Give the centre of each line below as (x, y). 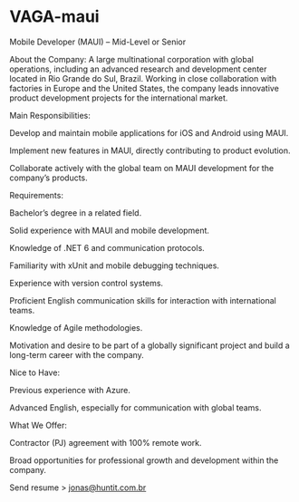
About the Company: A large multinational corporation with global (131, 59)
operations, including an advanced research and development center (138, 69)
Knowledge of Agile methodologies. (76, 327)
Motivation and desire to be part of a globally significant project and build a (149, 345)
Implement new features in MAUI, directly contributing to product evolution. (150, 150)
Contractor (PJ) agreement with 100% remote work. (106, 442)
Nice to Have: (35, 372)
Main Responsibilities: (50, 115)
